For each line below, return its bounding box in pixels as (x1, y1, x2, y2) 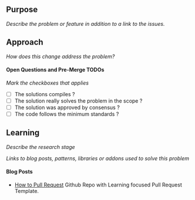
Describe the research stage (6, 143, 75, 150)
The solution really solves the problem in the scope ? (14, 97, 143, 104)
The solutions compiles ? (14, 90, 75, 97)
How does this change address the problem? (6, 53, 115, 60)
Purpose (6, 5, 38, 15)
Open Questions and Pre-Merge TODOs (6, 66, 105, 73)
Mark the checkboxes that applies (6, 79, 89, 86)
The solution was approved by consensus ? (14, 104, 120, 111)
